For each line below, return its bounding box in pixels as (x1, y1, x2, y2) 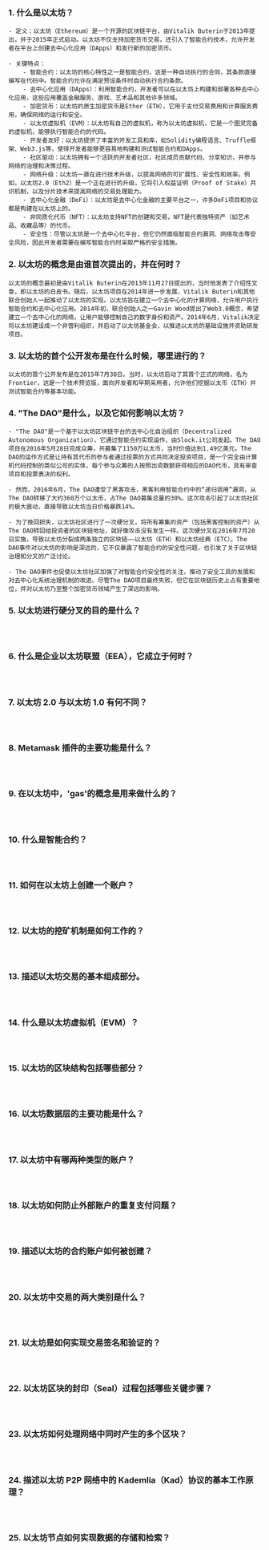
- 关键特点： (8, 60, 46, 68)
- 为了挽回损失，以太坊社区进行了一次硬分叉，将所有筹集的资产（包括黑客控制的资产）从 (8, 519, 260, 527)
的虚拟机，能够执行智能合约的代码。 (8, 128, 110, 136)
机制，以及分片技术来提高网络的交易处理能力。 (14, 188, 146, 196)
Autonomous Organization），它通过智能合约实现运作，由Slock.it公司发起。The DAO (8, 436, 261, 444)
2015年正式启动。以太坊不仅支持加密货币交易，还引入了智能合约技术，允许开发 (31, 36, 255, 44)
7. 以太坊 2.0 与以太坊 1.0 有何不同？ (8, 696, 148, 707)
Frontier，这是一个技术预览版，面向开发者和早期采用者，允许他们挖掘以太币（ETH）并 (8, 378, 256, 386)
